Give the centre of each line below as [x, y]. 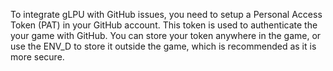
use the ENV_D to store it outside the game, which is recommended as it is [163, 46]
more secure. [37, 57]
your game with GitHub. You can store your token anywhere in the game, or [166, 35]
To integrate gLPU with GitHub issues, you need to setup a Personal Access [166, 14]
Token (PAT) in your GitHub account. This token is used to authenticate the [164, 25]
